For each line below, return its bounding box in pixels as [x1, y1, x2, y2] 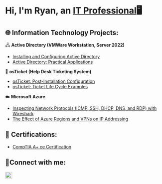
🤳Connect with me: [5, 158, 66, 167]
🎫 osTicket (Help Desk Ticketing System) [5, 69, 92, 74]
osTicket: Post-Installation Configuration [12, 78, 95, 84]
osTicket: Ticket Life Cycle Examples [12, 84, 88, 89]
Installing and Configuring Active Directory [12, 54, 100, 59]
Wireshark [12, 111, 34, 116]
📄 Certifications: [5, 130, 57, 139]
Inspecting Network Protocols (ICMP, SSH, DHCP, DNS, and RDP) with [12, 105, 157, 111]
